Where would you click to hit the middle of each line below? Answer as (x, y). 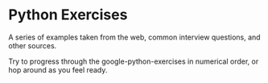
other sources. (33, 45)
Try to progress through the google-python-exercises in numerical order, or (134, 61)
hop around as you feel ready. (58, 69)
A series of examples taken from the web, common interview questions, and (134, 37)
